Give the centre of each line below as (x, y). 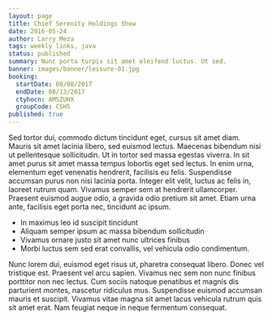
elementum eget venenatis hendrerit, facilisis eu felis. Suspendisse (120, 172)
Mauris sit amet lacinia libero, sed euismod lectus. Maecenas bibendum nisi (135, 146)
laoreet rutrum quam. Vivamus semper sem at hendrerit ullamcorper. (123, 189)
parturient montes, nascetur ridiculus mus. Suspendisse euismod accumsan (136, 290)
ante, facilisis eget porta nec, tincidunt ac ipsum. (90, 207)
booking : (23, 77)
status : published (39, 54)
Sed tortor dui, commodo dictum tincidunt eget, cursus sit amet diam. (125, 138)
